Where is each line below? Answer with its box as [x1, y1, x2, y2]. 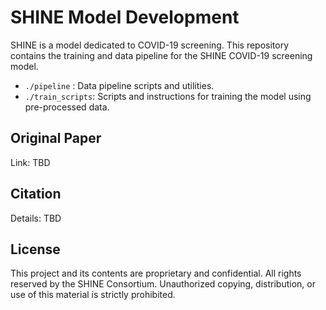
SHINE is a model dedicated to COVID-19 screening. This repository [10, 39, 290, 51]
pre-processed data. [24, 101, 110, 113]
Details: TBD [10, 212, 62, 224]
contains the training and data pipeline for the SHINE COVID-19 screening [10, 49, 313, 61]
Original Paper [10, 130, 102, 147]
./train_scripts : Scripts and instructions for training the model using [24, 90, 312, 102]
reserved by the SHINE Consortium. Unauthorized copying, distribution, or [10, 278, 316, 290]
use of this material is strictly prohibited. [10, 289, 176, 301]
